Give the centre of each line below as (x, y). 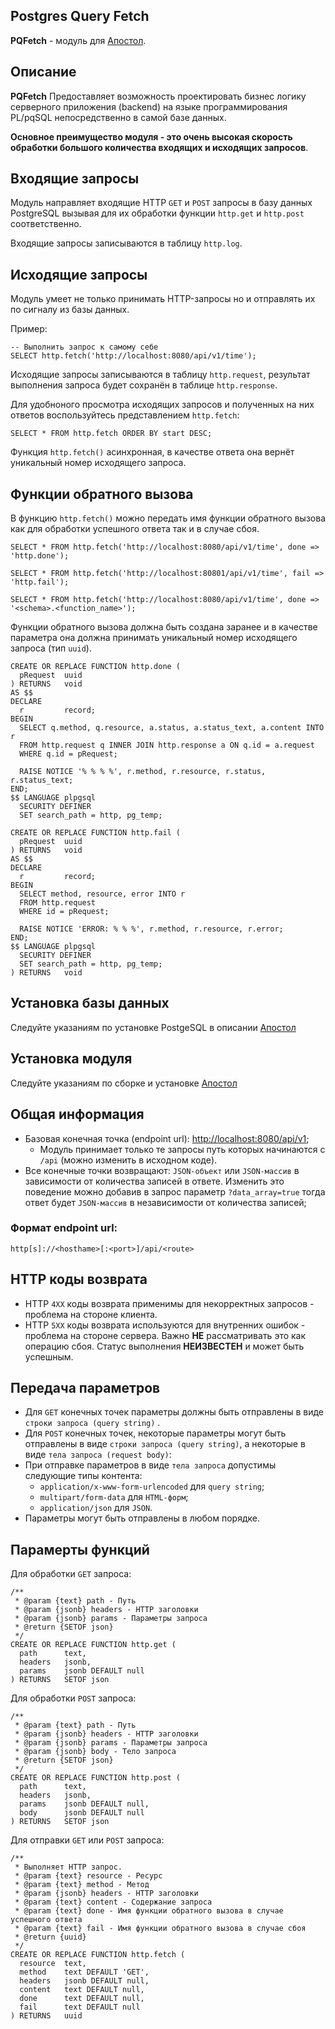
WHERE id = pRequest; (64, 912)
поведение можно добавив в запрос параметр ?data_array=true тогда (175, 1191)
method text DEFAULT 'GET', (84, 1972)
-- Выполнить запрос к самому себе (84, 347)
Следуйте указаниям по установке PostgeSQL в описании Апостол (153, 1027)
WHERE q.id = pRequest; (68, 754)
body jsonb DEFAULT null (82, 1813)
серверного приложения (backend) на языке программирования (149, 106)
